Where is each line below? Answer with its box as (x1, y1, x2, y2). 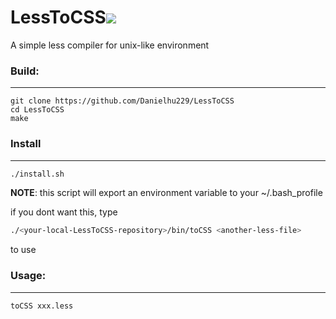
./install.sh (10, 169, 65, 179)
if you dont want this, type (10, 206, 118, 218)
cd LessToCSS (10, 105, 65, 115)
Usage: (10, 269, 47, 283)
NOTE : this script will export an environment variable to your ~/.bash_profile (10, 187, 323, 199)
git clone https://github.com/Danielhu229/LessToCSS (10, 96, 235, 106)
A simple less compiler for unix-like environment (10, 39, 210, 51)
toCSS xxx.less (10, 301, 74, 311)
